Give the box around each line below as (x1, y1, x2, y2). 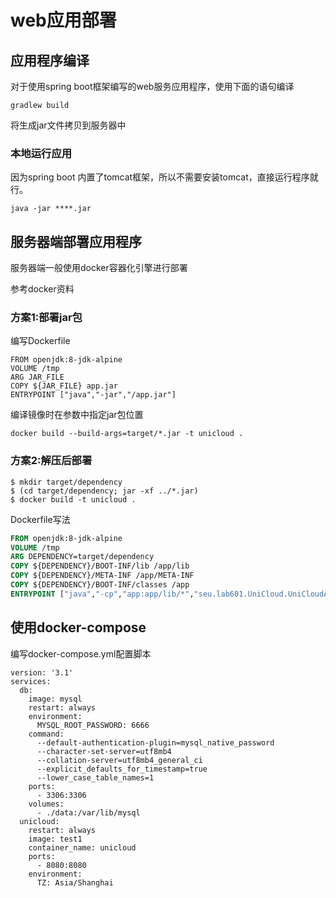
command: (28, 729, 65, 739)
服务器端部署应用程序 (10, 233, 142, 250)
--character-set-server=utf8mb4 (36, 746, 172, 756)
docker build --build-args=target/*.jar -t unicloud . (10, 429, 244, 439)
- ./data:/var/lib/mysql (36, 807, 141, 818)
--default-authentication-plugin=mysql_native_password (36, 737, 275, 748)
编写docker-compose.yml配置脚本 (10, 647, 152, 660)
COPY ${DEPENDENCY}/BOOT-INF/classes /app (10, 580, 190, 590)
